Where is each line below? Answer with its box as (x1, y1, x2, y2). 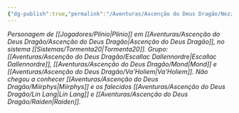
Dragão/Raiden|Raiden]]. (7, 97, 81, 106)
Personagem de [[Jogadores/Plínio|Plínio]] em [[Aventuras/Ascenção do (7, 30, 221, 38)
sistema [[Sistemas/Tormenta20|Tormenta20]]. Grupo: (7, 44, 169, 53)
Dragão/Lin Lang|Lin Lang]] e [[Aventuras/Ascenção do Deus (7, 90, 188, 98)
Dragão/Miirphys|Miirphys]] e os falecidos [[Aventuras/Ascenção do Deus (7, 82, 225, 90)
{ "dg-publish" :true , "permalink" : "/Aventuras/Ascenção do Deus (7, 10, 196, 18)
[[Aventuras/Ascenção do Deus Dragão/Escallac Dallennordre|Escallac (7, 52, 217, 61)
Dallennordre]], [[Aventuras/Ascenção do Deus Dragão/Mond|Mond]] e (7, 59, 217, 68)
